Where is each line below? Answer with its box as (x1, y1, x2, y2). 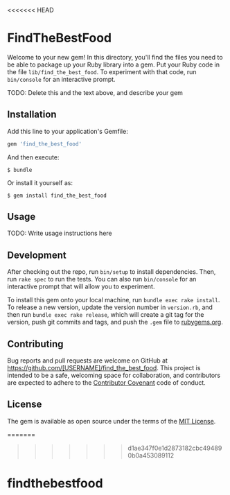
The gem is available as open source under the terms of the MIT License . (7, 417, 216, 425)
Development (7, 249, 67, 261)
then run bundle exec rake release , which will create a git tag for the (7, 311, 204, 319)
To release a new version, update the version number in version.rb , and (7, 303, 213, 311)
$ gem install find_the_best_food (7, 192, 107, 199)
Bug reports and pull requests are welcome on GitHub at (7, 356, 168, 365)
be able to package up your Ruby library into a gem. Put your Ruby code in (7, 60, 220, 69)
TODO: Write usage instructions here (7, 229, 112, 238)
